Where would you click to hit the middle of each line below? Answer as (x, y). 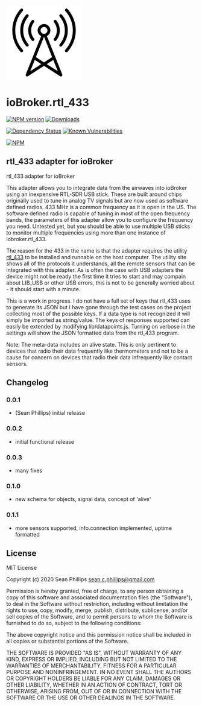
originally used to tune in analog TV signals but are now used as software (97, 200)
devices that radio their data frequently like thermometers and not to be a (97, 351)
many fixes (29, 471)
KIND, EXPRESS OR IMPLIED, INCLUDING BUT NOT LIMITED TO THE (92, 660)
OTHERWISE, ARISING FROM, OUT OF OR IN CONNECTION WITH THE (94, 692)
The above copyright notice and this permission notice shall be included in (99, 635)
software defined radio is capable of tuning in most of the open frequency (98, 213)
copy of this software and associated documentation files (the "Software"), (99, 597)
